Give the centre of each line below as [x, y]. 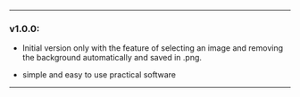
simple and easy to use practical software [99, 75]
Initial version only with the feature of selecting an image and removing [153, 48]
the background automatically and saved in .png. [112, 58]
